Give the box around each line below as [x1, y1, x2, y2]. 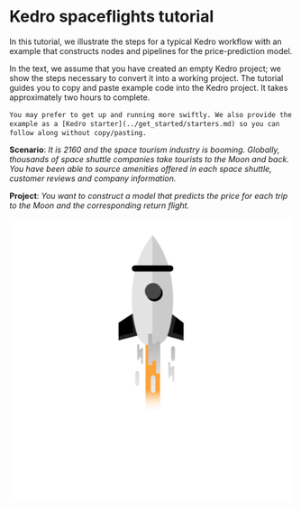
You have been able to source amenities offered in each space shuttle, [9, 163, 272, 174]
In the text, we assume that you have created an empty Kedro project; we [9, 63, 282, 74]
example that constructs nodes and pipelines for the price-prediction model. [9, 45, 293, 56]
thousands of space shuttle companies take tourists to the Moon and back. [9, 153, 290, 164]
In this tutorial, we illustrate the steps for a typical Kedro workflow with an [9, 36, 282, 47]
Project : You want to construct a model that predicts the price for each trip [9, 190, 288, 201]
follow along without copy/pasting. [9, 128, 147, 137]
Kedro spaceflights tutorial [9, 6, 214, 27]
